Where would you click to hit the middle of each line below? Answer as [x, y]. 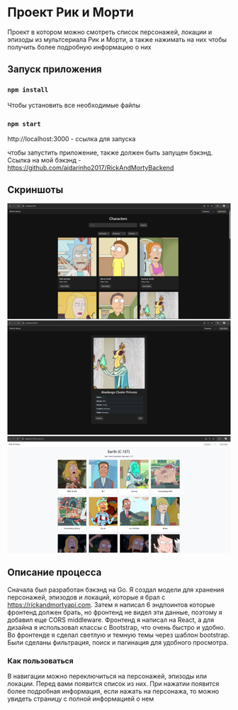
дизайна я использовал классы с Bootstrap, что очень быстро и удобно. [116, 627]
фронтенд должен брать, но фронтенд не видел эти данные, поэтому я [115, 612]
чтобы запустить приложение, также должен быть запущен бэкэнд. [110, 152]
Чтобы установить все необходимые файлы [74, 105]
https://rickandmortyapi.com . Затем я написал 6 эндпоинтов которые [111, 604]
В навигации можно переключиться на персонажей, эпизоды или [107, 676]
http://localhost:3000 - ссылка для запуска [72, 138]
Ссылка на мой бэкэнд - [44, 160]
